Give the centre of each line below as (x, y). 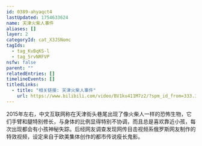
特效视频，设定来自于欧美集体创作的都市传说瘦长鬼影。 (75, 136)
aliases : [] (21, 29)
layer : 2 (17, 34)
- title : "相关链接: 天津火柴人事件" (54, 90)
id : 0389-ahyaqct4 (29, 12)
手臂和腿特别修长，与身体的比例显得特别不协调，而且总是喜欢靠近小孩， (101, 121)
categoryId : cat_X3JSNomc (38, 40)
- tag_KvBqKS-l (31, 51)
